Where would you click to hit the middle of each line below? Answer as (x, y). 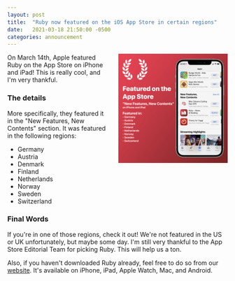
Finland (28, 171)
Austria (28, 157)
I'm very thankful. (33, 80)
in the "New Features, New (46, 121)
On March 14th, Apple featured (52, 58)
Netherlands (35, 179)
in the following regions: (42, 136)
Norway (29, 186)
